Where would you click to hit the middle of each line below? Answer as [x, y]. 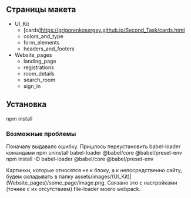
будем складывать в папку [40, 176]
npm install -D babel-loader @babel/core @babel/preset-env [80, 159]
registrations [38, 67]
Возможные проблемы [41, 134]
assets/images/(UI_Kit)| [103, 176]
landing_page [40, 61]
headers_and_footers [49, 49]
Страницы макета [41, 10]
